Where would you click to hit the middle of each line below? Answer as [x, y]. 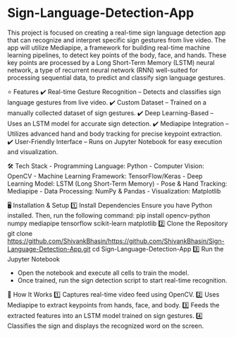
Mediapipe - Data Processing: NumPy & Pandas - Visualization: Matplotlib [114, 191]
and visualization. [33, 152]
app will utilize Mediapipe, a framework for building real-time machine [108, 47]
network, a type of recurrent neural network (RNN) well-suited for [103, 70]
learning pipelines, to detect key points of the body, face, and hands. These [117, 55]
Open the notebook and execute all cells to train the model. [103, 273]
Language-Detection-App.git [49, 249]
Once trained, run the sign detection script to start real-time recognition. [122, 280]
